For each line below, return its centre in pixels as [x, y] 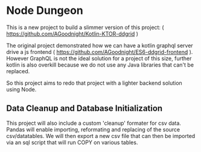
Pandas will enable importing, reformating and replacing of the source [93, 129]
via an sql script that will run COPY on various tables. [72, 142]
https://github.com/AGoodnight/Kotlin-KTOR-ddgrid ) [72, 33]
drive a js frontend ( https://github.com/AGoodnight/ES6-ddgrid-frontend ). [100, 51]
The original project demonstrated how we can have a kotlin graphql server [100, 45]
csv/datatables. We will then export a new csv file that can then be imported [101, 136]
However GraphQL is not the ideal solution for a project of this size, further [99, 58]
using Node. [21, 89]
